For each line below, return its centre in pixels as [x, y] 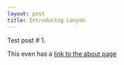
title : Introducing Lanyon [46, 20]
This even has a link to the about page [62, 54]
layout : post [26, 14]
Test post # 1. [26, 40]
